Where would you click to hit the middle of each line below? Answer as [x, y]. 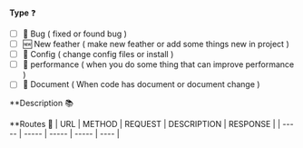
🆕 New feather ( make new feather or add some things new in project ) [156, 44]
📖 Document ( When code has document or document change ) [141, 84]
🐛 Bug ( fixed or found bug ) [74, 34]
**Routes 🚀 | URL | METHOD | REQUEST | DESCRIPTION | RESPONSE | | [145, 124]
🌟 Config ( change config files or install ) [98, 54]
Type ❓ [23, 13]
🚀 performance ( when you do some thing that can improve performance [158, 64]
